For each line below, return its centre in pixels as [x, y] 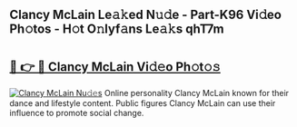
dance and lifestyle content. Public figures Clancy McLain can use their [143, 103]
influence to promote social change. [77, 113]
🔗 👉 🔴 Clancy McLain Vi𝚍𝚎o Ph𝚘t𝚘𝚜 [115, 67]
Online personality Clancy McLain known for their [196, 93]
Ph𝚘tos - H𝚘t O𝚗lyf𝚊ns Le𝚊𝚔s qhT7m [117, 29]
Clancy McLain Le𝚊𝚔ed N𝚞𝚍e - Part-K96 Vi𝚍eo [145, 15]
